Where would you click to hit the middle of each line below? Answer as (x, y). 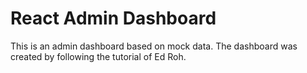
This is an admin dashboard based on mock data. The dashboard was (154, 46)
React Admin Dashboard (113, 18)
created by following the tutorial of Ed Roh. (98, 56)
